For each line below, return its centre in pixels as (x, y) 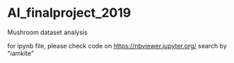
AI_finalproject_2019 (69, 13)
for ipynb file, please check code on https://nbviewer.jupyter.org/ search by (117, 45)
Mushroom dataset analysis (48, 32)
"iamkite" (21, 53)
